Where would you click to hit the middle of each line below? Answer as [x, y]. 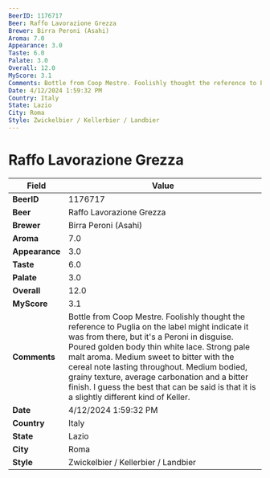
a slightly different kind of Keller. [129, 397]
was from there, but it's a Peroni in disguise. [151, 337]
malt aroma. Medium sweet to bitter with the [151, 357]
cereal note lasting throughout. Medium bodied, [157, 366]
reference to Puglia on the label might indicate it [158, 326]
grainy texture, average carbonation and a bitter [158, 377]
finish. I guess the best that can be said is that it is [162, 386]
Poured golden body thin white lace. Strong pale [159, 346]
